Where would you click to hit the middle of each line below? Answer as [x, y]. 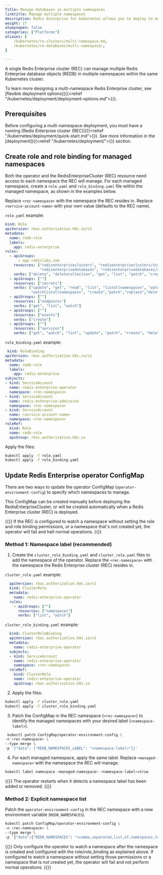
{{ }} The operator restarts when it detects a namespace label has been [76, 781]
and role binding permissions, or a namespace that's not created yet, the [78, 527]
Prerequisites [26, 114]
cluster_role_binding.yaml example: [42, 625]
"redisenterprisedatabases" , [69, 269]
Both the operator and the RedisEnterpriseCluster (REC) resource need [76, 176]
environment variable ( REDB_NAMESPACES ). [45, 815]
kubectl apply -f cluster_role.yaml [42, 702]
